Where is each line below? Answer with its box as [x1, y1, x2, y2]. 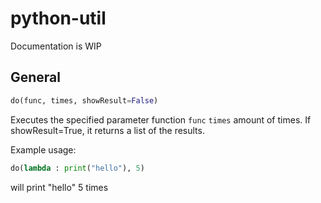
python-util [10, 7, 107, 30]
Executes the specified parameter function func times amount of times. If [10, 113, 312, 126]
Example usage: [10, 143, 77, 156]
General [10, 69, 62, 86]
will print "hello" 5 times [10, 181, 109, 193]
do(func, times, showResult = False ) [10, 95, 159, 106]
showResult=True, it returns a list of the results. [10, 124, 205, 136]
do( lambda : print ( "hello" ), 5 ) [10, 163, 145, 173]
